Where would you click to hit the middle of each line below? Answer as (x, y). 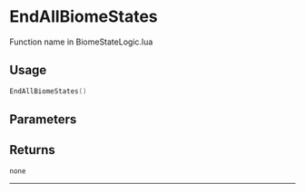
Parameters (43, 120)
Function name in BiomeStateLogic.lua (81, 42)
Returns (33, 150)
